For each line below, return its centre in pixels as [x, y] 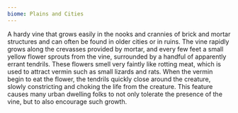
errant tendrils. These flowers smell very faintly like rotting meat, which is [114, 64]
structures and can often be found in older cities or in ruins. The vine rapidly [118, 41]
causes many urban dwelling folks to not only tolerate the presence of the [115, 94]
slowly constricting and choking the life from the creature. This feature [110, 86]
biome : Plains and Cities [45, 14]
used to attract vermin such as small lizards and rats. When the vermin [110, 71]
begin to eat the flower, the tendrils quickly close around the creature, [109, 79]
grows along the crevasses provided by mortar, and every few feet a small [115, 49]
